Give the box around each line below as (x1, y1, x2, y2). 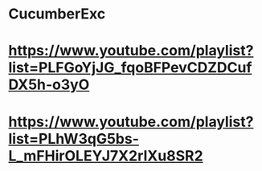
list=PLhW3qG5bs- (8, 129, 139, 148)
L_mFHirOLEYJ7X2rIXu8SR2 (8, 146, 203, 165)
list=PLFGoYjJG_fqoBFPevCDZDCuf (8, 59, 252, 77)
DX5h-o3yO (8, 75, 90, 94)
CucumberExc (8, 5, 106, 23)
